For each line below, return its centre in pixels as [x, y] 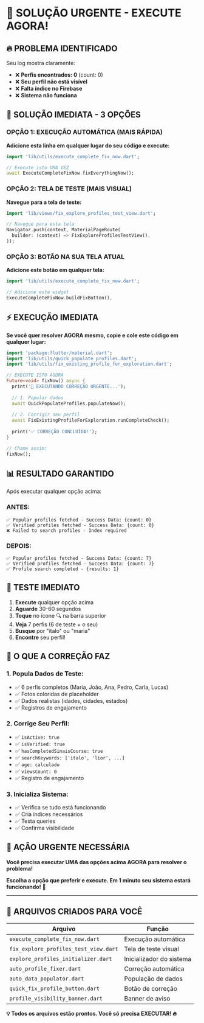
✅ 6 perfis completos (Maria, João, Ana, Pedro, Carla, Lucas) [92, 687]
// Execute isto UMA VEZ [38, 167]
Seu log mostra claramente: [41, 63]
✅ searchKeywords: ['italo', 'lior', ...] [70, 757]
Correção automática [154, 969]
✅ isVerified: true [40, 744]
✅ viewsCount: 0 [36, 771]
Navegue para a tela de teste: [44, 202]
